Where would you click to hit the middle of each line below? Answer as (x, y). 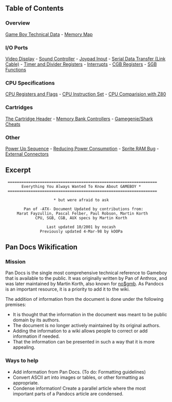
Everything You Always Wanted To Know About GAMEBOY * (81, 186)
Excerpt (18, 170)
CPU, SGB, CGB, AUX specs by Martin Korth (81, 218)
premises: (16, 304)
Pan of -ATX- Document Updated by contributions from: (84, 209)
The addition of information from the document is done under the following (84, 299)
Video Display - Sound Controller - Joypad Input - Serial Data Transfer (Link (85, 59)
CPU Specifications (30, 83)
